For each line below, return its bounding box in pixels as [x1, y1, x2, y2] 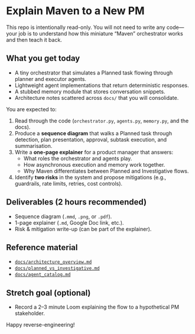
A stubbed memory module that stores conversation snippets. [14, 87, 165, 95]
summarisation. [14, 142, 53, 149]
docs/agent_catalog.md [14, 272, 71, 278]
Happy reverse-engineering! [6, 321, 75, 329]
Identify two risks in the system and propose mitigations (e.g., [14, 173, 167, 181]
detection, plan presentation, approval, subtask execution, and [14, 136, 167, 143]
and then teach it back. [6, 36, 62, 43]
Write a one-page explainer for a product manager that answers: [14, 148, 174, 155]
